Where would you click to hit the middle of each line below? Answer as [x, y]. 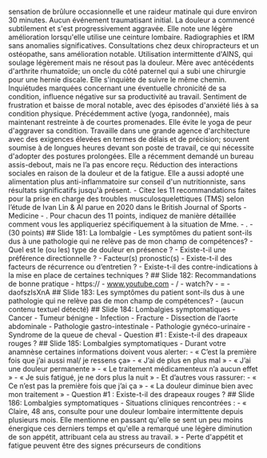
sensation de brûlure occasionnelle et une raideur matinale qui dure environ [133, 12]
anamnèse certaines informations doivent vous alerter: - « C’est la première [133, 352]
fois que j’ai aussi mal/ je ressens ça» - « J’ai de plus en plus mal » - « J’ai [130, 360]
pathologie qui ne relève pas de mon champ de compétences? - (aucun [126, 301]
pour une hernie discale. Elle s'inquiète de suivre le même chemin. [118, 80]
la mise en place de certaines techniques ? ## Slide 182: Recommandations [133, 275]
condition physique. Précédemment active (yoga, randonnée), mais [119, 114]
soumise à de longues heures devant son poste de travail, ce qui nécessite [131, 148]
